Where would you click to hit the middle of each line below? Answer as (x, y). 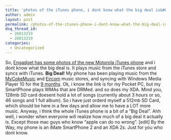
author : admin (20, 15)
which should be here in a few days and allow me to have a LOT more (78, 105)
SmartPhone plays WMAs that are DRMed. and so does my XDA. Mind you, (84, 89)
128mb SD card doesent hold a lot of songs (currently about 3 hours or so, (83, 95)
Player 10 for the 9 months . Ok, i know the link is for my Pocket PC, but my (83, 84)
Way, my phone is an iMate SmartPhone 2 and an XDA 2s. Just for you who (84, 127)
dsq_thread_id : (21, 29)
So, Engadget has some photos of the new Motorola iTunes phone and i (80, 62)
